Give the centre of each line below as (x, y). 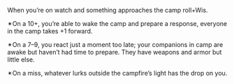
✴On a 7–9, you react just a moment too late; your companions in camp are (115, 44)
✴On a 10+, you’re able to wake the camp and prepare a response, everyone (117, 23)
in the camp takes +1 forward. (50, 31)
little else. (21, 59)
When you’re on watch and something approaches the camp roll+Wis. (108, 10)
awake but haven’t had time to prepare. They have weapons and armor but (115, 52)
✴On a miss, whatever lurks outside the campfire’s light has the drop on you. (117, 73)
